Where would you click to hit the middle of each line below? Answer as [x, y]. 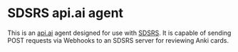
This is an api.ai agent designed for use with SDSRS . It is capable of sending [119, 33]
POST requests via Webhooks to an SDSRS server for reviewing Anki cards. [118, 40]
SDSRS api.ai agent [65, 13]
